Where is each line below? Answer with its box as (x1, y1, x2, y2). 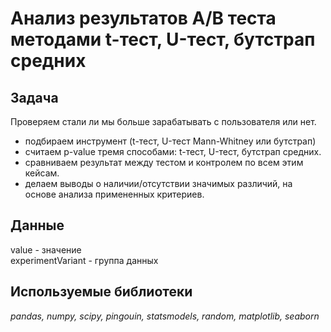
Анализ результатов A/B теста (10, 7, 277, 30)
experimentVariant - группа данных (10, 254, 159, 266)
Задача (10, 89, 59, 106)
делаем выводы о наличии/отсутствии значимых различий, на (24, 178, 293, 189)
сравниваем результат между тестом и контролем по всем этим (24, 157, 304, 168)
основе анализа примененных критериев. (24, 188, 205, 200)
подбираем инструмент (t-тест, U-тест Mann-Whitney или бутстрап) (24, 135, 317, 147)
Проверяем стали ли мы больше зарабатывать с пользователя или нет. (10, 116, 317, 127)
